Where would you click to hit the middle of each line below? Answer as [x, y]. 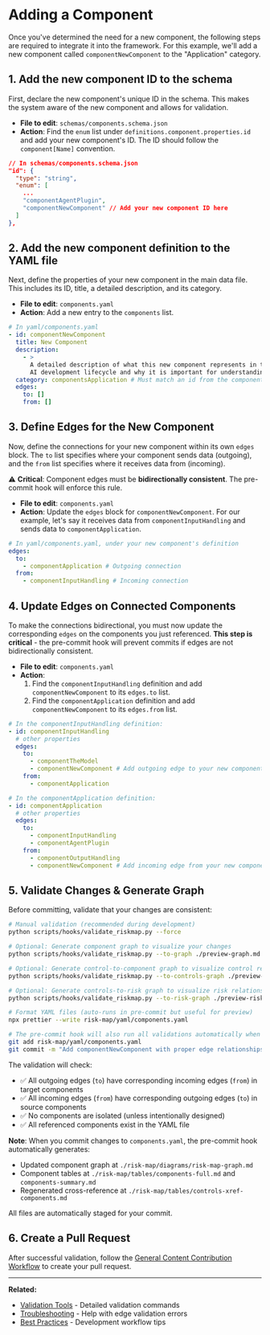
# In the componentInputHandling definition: [86, 724]
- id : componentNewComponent [57, 335]
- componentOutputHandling [75, 858]
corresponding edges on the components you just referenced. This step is [131, 633]
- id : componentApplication [55, 805]
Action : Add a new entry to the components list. [97, 313]
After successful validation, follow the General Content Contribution [121, 1257]
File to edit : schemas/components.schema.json [94, 123]
